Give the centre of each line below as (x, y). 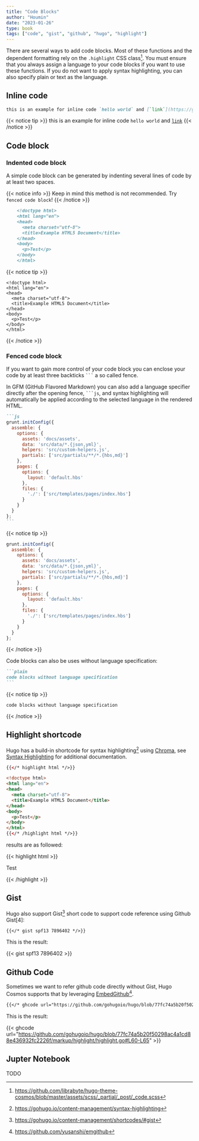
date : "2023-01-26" (30, 23)
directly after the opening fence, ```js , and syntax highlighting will (87, 393)
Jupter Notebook (38, 1059)
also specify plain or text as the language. (57, 77)
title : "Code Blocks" (33, 12)
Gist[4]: (15, 920)
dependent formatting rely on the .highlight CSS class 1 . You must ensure (96, 57)
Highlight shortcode (44, 735)
